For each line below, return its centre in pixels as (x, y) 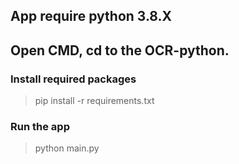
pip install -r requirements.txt (94, 101)
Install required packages (73, 79)
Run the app (40, 126)
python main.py (67, 148)
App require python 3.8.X (91, 16)
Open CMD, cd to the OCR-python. (120, 50)
